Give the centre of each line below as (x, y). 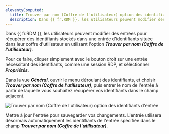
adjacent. (15, 96)
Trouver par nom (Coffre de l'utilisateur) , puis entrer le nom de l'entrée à (82, 85)
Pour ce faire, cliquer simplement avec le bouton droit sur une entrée (76, 59)
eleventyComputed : (24, 10)
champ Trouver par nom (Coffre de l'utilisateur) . (57, 126)
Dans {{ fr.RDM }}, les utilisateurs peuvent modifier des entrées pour (76, 34)
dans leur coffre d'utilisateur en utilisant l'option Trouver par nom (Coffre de (84, 44)
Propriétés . (17, 70)
